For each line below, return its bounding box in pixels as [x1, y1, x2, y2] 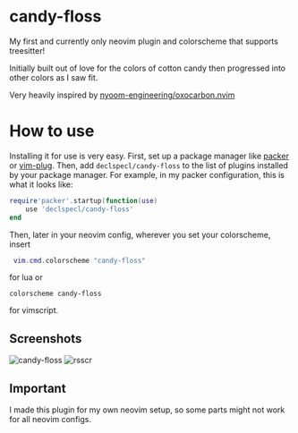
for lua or [9, 272, 43, 283]
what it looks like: [9, 179, 73, 190]
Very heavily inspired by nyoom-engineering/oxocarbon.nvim [9, 89, 235, 100]
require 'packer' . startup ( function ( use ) [9, 196, 158, 205]
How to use [9, 121, 95, 141]
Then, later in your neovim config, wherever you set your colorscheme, [9, 229, 271, 240]
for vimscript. [9, 305, 59, 316]
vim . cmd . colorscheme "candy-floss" [13, 256, 146, 265]
